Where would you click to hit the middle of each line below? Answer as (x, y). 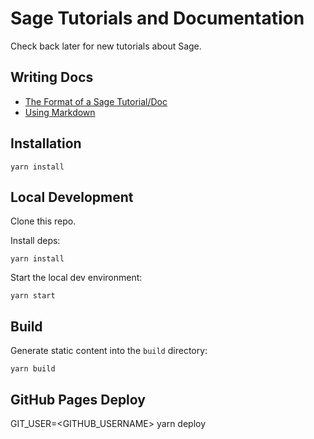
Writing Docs (52, 77)
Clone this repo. (43, 221)
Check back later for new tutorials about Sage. (106, 46)
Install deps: (35, 241)
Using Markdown (60, 112)
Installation (46, 143)
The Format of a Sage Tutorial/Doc (96, 101)
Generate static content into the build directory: (109, 351)
